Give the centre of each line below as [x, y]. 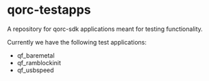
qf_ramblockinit [39, 62]
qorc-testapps [49, 10]
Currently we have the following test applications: [77, 42]
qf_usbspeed [35, 70]
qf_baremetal [36, 55]
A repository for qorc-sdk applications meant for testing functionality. [105, 29]
